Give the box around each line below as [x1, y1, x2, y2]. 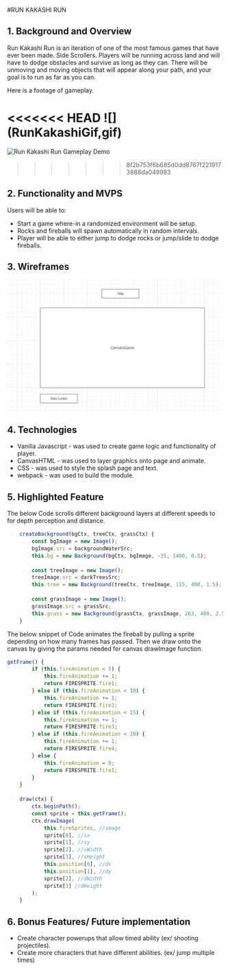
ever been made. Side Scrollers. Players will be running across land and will [7, 51, 220, 59]
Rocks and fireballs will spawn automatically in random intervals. [16, 226, 200, 235]
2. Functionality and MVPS [7, 188, 123, 199]
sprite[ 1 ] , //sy [43, 839, 90, 846]
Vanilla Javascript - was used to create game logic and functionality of [16, 442, 216, 451]
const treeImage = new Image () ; [31, 567, 125, 574]
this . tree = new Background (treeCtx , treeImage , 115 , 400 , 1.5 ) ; [31, 582, 222, 588]
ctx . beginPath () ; [31, 803, 81, 810]
